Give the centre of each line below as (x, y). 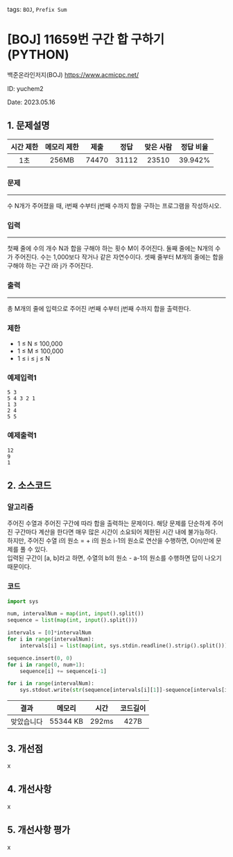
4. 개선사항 (29, 789)
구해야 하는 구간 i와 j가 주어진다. (50, 266)
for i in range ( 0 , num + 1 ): (46, 665)
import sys (23, 601)
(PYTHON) (38, 55)
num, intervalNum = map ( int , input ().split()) (76, 614)
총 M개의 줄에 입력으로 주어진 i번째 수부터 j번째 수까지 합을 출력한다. (99, 308)
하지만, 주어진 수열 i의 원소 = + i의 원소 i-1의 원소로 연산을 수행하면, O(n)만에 (111, 541)
